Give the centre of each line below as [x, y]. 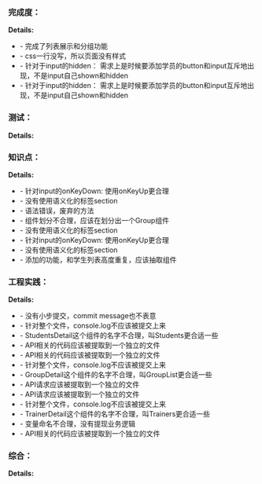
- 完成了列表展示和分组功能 [64, 46]
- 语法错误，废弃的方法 [57, 211]
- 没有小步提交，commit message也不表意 [88, 316]
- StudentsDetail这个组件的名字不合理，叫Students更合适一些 [119, 335]
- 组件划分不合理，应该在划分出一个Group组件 [94, 220]
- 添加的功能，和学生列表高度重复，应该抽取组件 [98, 259]
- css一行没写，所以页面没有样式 [72, 56]
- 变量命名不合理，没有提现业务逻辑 [77, 424]
